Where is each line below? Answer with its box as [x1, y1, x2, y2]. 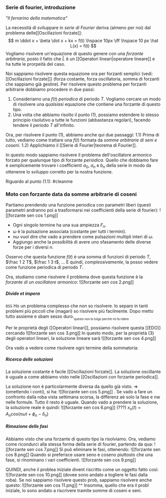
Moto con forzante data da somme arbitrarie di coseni [5, 191, 137, 198]
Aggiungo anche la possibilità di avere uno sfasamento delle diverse [12, 239, 151, 245]
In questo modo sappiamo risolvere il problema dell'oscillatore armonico [5, 152, 152, 158]
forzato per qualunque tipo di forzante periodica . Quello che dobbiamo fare [5, 157, 158, 163]
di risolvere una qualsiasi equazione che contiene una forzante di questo [12, 101, 161, 107]
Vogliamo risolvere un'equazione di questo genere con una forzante [5, 51, 144, 57]
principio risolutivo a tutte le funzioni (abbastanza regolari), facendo [12, 117, 151, 123]
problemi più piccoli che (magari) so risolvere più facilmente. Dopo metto [5, 308, 154, 314]
